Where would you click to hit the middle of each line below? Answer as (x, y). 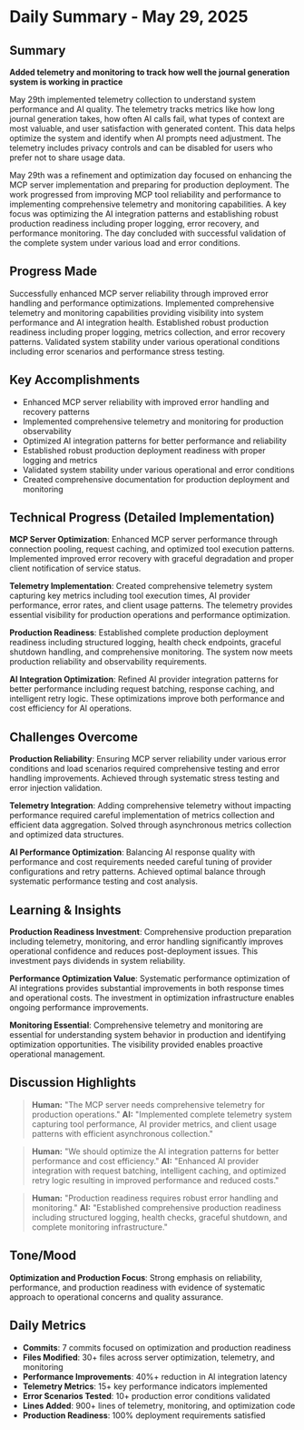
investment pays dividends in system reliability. (98, 961)
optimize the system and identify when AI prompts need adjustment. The (145, 138)
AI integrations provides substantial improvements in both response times (147, 989)
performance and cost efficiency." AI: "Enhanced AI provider (145, 1161)
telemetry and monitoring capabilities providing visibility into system (137, 312)
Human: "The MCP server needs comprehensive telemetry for (148, 1104)
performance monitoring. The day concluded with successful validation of (148, 233)
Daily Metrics (48, 1326)
